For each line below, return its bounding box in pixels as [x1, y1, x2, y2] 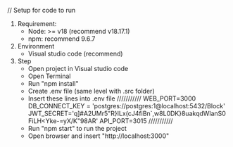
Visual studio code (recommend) [27, 49, 123, 58]
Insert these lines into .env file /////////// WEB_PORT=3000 [27, 94, 196, 103]
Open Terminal [27, 72, 72, 80]
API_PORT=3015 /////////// [99, 117, 174, 125]
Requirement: [17, 20, 57, 27]
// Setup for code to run [7, 6, 76, 14]
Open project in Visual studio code [27, 65, 129, 72]
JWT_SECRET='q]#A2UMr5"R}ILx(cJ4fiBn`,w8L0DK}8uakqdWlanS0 [27, 109, 227, 117]
